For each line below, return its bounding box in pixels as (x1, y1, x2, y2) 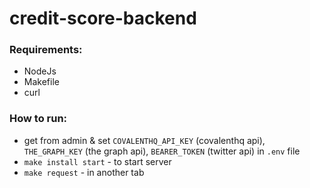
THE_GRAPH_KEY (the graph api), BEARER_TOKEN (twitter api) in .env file (23, 145, 301, 157)
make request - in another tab (23, 166, 145, 178)
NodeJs (23, 65, 57, 77)
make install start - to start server (23, 155, 172, 167)
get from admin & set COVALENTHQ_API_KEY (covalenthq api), (23, 134, 266, 146)
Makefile (23, 76, 60, 88)
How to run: (9, 112, 68, 126)
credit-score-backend (9, 7, 197, 30)
